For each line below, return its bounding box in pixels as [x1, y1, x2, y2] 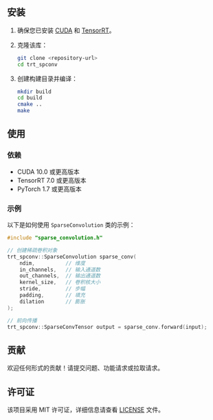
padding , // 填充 [19, 292, 86, 299]
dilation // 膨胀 [19, 298, 86, 305]
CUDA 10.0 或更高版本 [16, 168, 80, 176]
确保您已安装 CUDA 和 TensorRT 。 [16, 26, 115, 34]
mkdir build [16, 88, 52, 95]
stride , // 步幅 [19, 286, 86, 292]
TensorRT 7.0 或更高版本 [16, 176, 87, 184]
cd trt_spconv [16, 61, 58, 68]
